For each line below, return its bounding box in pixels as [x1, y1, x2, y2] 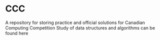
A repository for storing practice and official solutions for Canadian [5, 19, 145, 25]
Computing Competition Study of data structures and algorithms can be [5, 24, 155, 30]
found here [5, 30, 28, 36]
